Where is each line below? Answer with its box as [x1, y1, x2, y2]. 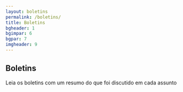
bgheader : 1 [5, 25, 35, 31]
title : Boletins [5, 19, 45, 25]
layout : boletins [5, 8, 48, 15]
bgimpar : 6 [5, 31, 32, 37]
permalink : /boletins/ [5, 14, 61, 20]
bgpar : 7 [5, 36, 27, 42]
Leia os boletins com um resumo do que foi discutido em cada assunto [5, 79, 177, 86]
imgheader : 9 [5, 42, 38, 48]
